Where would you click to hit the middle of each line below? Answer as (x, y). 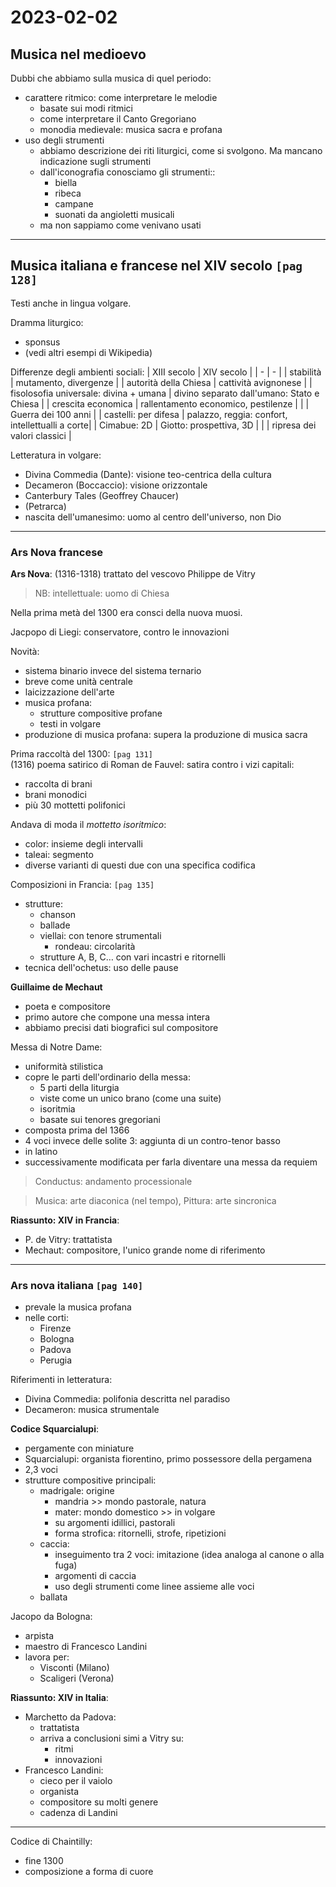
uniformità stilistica (63, 1067)
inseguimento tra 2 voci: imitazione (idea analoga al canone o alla (189, 1555)
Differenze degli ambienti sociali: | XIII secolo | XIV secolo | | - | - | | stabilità (166, 372)
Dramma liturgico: (47, 322)
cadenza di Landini (78, 1813)
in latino (41, 1152)
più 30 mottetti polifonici (75, 805)
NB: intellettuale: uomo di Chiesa (102, 593)
